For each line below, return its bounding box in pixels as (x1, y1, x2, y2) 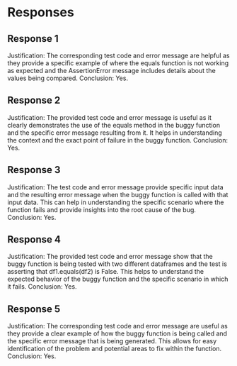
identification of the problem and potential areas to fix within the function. (7, 345, 221, 353)
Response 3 (7, 164, 61, 176)
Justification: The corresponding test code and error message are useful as (7, 322, 228, 331)
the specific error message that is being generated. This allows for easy (7, 337, 217, 345)
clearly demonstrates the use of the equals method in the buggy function (7, 121, 221, 129)
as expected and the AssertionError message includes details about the (7, 67, 216, 74)
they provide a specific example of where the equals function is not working (7, 59, 229, 67)
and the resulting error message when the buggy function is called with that (7, 190, 229, 199)
